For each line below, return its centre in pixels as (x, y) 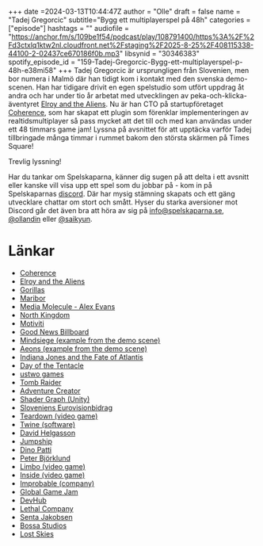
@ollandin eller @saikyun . (50, 219)
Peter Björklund (45, 458)
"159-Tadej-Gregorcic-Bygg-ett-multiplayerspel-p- (160, 62)
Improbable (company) (57, 483)
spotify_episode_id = (42, 62)
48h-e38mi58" (32, 70)
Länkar (32, 251)
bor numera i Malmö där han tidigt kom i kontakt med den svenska (116, 79)
